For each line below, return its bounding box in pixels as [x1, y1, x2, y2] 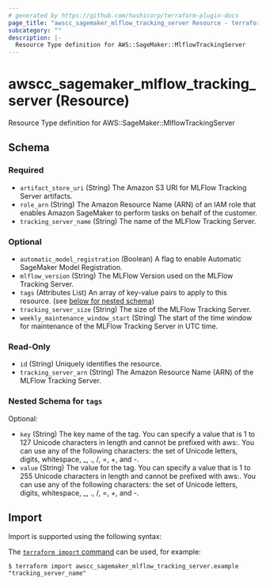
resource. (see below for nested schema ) [19, 296, 155, 306]
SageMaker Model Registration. [19, 263, 123, 272]
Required [8, 165, 44, 176]
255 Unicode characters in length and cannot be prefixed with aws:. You [19, 471, 256, 481]
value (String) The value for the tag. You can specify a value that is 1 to [19, 462, 251, 472]
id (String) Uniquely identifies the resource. [19, 359, 162, 369]
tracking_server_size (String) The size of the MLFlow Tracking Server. [19, 305, 252, 314]
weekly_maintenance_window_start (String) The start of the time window [19, 313, 253, 323]
